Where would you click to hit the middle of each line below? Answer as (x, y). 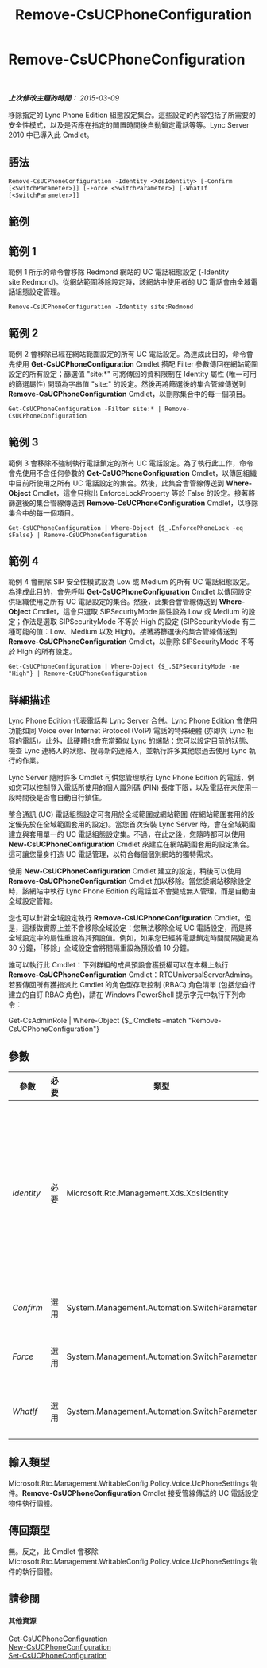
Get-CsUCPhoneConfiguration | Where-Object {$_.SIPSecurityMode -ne (124, 667)
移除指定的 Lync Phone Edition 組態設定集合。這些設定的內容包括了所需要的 (132, 115)
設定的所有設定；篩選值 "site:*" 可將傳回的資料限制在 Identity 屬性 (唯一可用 (132, 374)
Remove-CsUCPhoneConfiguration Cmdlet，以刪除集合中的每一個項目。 (129, 394)
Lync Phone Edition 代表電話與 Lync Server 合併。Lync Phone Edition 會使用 (133, 721)
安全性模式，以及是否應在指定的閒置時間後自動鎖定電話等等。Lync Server (129, 124)
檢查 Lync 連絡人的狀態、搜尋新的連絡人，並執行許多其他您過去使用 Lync (128, 751)
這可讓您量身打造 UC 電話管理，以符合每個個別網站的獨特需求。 (113, 854)
